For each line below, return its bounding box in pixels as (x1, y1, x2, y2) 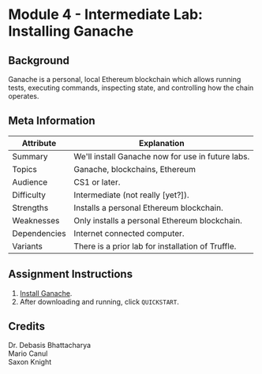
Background (8, 54, 69, 67)
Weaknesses (12, 215, 60, 226)
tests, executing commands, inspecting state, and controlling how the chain (8, 83, 254, 92)
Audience (12, 176, 48, 187)
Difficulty (12, 189, 46, 200)
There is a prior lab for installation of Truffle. (73, 241, 237, 252)
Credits (8, 320, 46, 333)
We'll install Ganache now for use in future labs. (73, 151, 250, 162)
